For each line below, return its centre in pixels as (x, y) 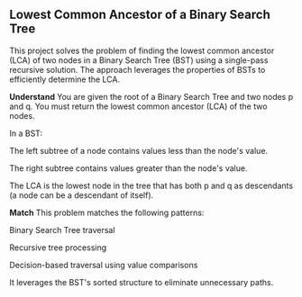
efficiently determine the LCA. (65, 79)
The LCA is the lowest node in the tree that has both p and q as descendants (151, 185)
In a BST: (26, 133)
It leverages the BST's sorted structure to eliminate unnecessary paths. (142, 282)
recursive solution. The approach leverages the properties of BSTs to (137, 69)
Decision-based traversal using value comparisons (104, 265)
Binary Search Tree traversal (62, 229)
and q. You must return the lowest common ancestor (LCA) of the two (138, 106)
